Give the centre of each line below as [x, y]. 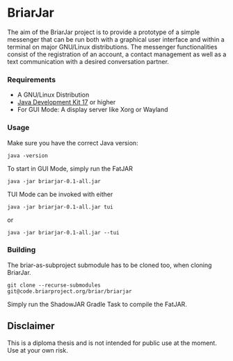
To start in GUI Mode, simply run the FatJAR [70, 168]
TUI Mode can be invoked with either [60, 194]
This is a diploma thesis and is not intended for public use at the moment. [112, 343]
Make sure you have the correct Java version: [73, 143]
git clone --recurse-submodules [54, 285]
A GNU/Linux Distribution [53, 95]
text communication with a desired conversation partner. [88, 61]
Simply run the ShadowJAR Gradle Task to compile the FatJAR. [97, 304]
